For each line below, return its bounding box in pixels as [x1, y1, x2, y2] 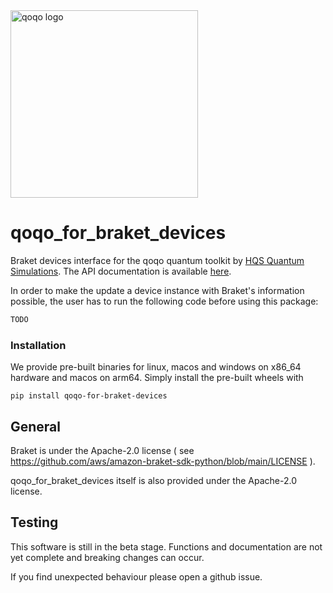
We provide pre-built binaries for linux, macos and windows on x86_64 [10, 361, 302, 373]
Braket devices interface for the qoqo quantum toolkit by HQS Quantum [10, 254, 305, 266]
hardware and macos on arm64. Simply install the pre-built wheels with [10, 372, 304, 384]
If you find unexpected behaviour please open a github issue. [10, 570, 263, 583]
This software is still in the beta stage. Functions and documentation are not [10, 540, 323, 553]
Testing [10, 514, 59, 531]
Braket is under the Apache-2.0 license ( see [10, 444, 195, 456]
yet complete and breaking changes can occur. [10, 551, 205, 563]
